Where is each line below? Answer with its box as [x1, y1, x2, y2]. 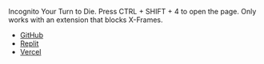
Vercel [19, 47, 42, 56]
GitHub [19, 31, 44, 40]
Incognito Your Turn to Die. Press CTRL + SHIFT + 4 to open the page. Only [8, 7, 257, 16]
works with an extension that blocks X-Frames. [8, 15, 163, 24]
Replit [19, 39, 39, 48]
